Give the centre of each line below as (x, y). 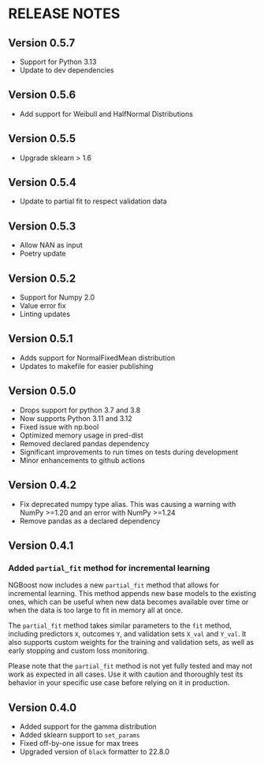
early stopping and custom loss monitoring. (79, 650)
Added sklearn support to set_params (80, 735)
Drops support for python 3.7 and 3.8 (80, 410)
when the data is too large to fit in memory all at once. (96, 610)
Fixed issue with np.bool (59, 427)
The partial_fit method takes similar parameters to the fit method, (120, 626)
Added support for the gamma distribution (88, 727)
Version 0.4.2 (43, 485)
